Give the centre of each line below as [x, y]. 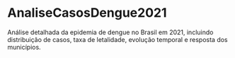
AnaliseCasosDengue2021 [87, 13]
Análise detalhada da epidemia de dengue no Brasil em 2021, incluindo [110, 32]
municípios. [24, 47]
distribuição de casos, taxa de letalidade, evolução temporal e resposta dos [117, 39]
